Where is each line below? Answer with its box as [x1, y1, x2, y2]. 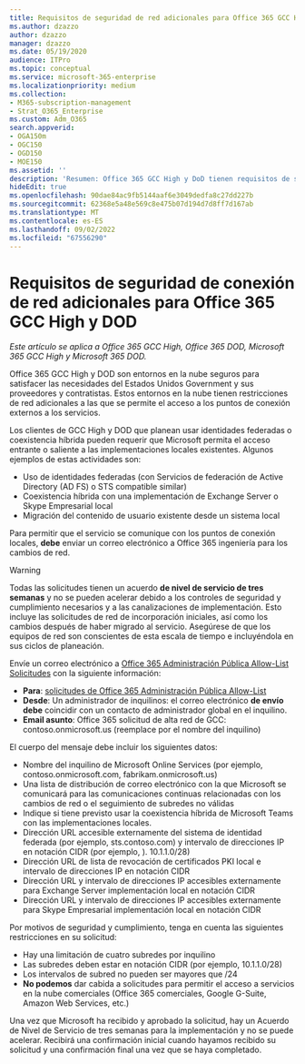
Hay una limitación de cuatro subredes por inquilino [22, 949, 216, 960]
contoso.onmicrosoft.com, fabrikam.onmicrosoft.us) [22, 769, 218, 780]
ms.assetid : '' [9, 166, 67, 175]
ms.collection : [9, 89, 67, 98]
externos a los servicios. [9, 407, 102, 419]
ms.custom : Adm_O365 [9, 115, 88, 124]
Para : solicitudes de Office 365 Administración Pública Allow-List [22, 685, 267, 696]
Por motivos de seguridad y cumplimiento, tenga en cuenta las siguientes [9, 922, 284, 933]
